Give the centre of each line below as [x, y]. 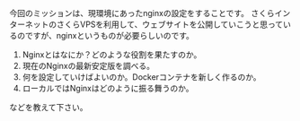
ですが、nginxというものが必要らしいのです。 [110, 35]
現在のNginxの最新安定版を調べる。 [88, 66]
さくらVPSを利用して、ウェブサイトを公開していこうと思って [170, 24]
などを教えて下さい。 [49, 107]
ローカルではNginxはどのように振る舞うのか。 [108, 88]
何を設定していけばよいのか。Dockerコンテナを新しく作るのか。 [142, 77]
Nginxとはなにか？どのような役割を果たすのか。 [112, 55]
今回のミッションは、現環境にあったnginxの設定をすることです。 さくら [142, 13]
